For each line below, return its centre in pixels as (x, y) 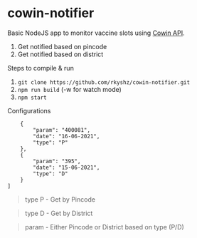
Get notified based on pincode (62, 46)
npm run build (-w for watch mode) (70, 89)
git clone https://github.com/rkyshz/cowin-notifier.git (104, 82)
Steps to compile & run (41, 68)
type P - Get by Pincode (60, 199)
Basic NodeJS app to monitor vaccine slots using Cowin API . (96, 33)
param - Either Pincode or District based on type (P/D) (105, 227)
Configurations (29, 110)
